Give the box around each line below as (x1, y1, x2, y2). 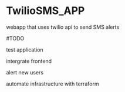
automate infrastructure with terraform (6, 80, 99, 87)
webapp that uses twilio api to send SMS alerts (6, 23, 120, 30)
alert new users (6, 69, 44, 76)
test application (6, 46, 43, 53)
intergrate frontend (6, 57, 52, 64)
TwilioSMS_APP (6, 4, 85, 18)
